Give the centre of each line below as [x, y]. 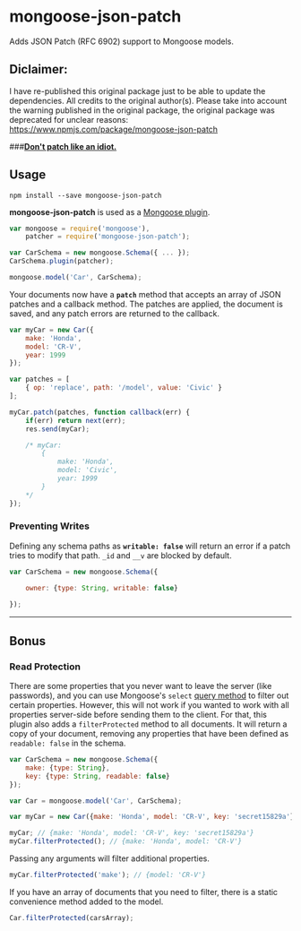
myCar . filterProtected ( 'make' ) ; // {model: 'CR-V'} [107, 875]
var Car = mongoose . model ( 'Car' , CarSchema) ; [95, 801]
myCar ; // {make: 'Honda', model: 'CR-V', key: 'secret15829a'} [132, 833]
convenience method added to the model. [86, 901]
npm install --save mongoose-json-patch [86, 195]
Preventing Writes [49, 526]
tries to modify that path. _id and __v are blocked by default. [120, 555]
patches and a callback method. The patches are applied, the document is [146, 304]
